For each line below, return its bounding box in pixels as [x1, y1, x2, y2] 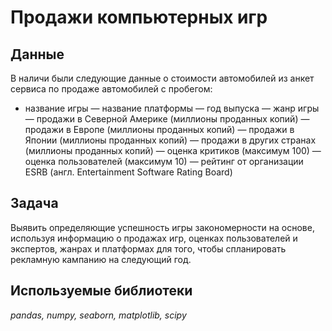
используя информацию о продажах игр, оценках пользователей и [10, 232, 298, 244]
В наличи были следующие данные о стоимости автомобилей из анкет [10, 72, 315, 84]
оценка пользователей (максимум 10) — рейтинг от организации [24, 156, 304, 167]
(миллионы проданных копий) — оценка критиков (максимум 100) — [24, 145, 322, 156]
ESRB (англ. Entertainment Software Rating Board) [24, 166, 233, 178]
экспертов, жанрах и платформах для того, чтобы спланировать [10, 242, 287, 255]
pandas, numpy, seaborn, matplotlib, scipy [10, 309, 187, 321]
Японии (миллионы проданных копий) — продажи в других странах [24, 134, 317, 146]
